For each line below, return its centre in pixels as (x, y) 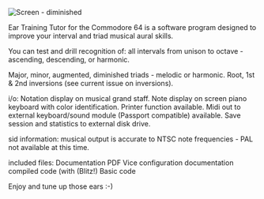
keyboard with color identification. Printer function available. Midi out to (124, 107)
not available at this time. (49, 147)
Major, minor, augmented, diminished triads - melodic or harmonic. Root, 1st (132, 75)
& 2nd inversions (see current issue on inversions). (91, 83)
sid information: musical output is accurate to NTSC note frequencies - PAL (131, 139)
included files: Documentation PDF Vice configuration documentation (121, 163)
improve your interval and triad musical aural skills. (91, 36)
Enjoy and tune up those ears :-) (60, 186)
